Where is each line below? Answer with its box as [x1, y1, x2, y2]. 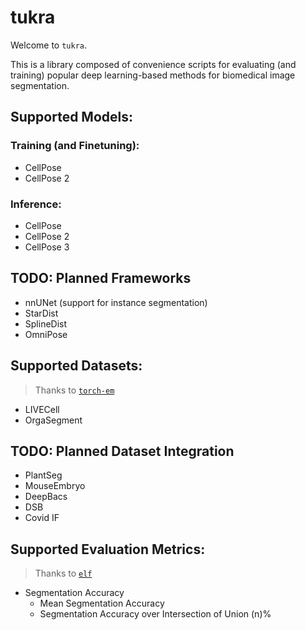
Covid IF [24, 512, 60, 524]
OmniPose [24, 328, 68, 340]
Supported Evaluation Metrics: [10, 541, 206, 558]
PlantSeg [24, 469, 63, 481]
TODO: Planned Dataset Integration [10, 442, 235, 460]
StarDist [24, 307, 59, 319]
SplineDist [24, 317, 68, 330]
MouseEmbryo [24, 480, 86, 492]
